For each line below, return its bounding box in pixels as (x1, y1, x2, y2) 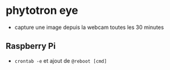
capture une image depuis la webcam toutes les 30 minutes (14, 24, 165, 31)
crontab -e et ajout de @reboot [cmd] (14, 57, 107, 64)
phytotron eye (5, 4, 78, 17)
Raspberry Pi (5, 41, 56, 51)
